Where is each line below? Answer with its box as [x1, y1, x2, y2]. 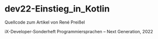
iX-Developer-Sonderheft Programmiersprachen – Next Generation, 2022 [4, 28, 154, 34]
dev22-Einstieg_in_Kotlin [4, 3, 110, 14]
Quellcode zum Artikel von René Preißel [4, 19, 85, 25]
